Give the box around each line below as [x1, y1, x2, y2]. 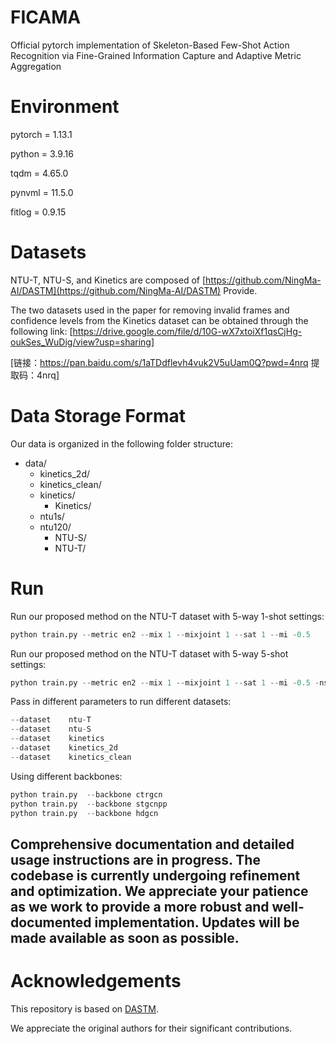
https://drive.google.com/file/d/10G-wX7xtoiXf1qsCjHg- [72, 325, 303, 337]
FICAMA [10, 6, 82, 29]
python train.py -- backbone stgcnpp [10, 799, 168, 809]
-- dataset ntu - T [10, 715, 92, 725]
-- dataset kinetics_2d [10, 743, 118, 753]
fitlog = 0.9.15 [10, 206, 67, 218]
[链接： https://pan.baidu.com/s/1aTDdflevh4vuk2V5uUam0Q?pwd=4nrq [10, 356, 309, 368]
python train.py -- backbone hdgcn [10, 808, 159, 818]
